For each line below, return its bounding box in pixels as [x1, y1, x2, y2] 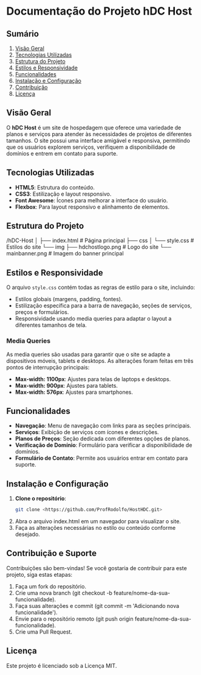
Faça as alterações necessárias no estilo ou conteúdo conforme [15, 524, 176, 532]
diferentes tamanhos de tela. [15, 321, 87, 329]
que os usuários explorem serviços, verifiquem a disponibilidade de [6, 143, 176, 151]
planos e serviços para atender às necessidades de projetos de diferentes [6, 130, 192, 138]
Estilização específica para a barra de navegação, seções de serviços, [15, 302, 192, 309]
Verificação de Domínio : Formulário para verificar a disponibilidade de [15, 441, 192, 449]
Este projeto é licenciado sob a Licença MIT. [6, 662, 117, 669]
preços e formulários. [15, 309, 69, 316]
